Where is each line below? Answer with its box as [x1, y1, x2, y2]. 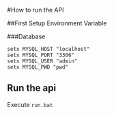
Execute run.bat [7, 100, 53, 109]
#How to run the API [7, 6, 64, 14]
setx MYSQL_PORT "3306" [7, 52, 75, 58]
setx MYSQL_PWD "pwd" [7, 64, 69, 71]
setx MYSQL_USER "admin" [7, 58, 78, 65]
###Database [7, 32, 46, 41]
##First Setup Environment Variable [7, 19, 107, 27]
